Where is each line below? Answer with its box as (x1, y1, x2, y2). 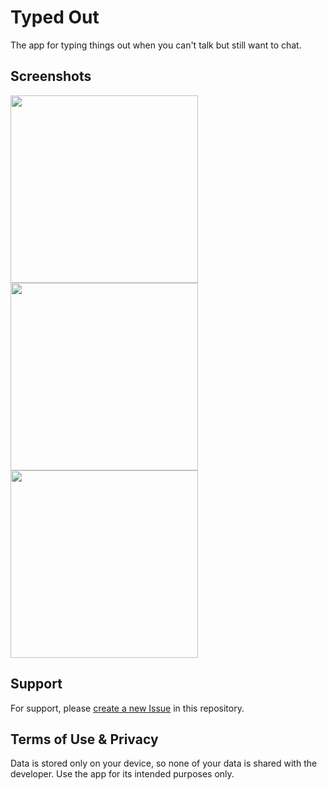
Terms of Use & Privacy (10, 731, 159, 748)
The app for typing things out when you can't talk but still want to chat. (10, 39, 302, 51)
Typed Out (10, 6, 100, 29)
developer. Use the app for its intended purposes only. (10, 768, 235, 780)
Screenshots (10, 68, 92, 85)
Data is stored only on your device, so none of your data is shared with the (10, 757, 318, 770)
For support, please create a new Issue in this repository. (10, 702, 245, 714)
